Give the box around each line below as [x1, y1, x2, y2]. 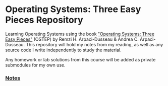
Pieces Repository [5, 14, 83, 26]
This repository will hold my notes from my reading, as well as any [26, 41, 163, 47]
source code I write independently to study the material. [5, 47, 122, 53]
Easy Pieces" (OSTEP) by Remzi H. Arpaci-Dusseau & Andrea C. [5, 36, 139, 42]
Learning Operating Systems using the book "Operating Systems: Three [5, 31, 155, 37]
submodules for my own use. [5, 62, 66, 68]
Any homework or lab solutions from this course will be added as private [5, 56, 156, 62]
